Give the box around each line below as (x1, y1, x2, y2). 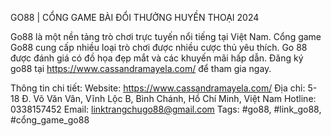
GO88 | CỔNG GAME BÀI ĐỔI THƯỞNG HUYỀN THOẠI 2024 (10, 12, 260, 23)
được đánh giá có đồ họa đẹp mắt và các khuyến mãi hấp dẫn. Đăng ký (10, 52, 304, 64)
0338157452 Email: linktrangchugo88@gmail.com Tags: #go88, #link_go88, (10, 103, 322, 115)
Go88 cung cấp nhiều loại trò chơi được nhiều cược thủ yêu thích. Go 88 (10, 42, 308, 53)
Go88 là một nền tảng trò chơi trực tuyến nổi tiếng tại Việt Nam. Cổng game (10, 31, 322, 42)
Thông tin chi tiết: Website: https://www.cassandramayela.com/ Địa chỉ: (10, 82, 306, 94)
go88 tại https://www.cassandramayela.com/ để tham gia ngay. (10, 63, 272, 74)
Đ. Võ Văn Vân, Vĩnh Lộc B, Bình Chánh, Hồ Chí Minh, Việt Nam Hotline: (21, 93, 317, 104)
